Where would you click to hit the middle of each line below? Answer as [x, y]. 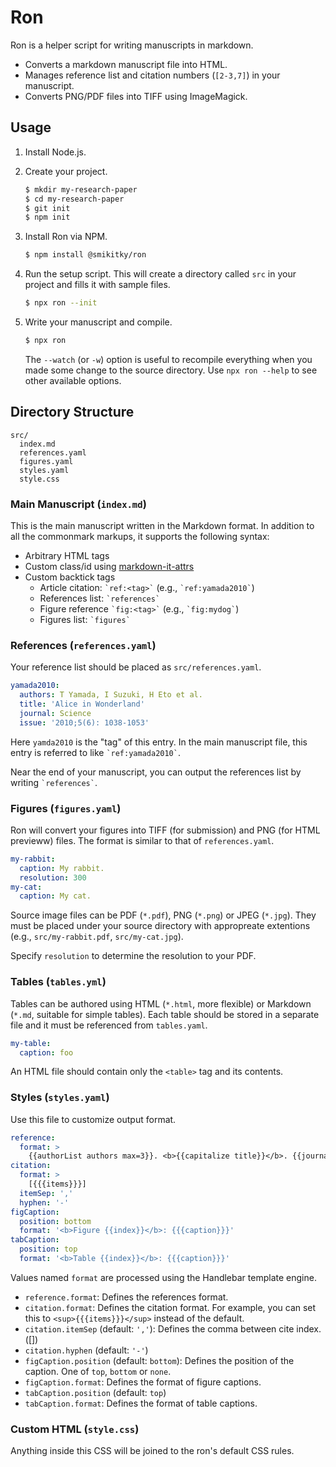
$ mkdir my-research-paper [81, 189]
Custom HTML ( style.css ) [75, 1429]
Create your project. [66, 171]
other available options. [73, 380]
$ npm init [47, 217]
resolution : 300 [53, 877]
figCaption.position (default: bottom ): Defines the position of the [159, 1360]
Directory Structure [72, 412]
